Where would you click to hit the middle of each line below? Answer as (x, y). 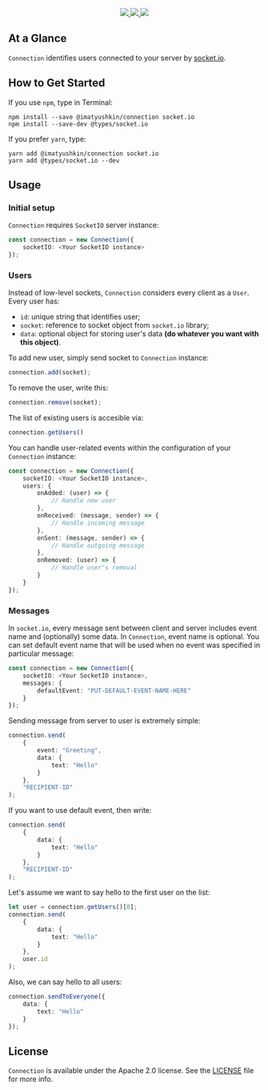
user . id (35, 959)
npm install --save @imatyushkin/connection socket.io (102, 117)
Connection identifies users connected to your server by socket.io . (117, 58)
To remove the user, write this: (58, 388)
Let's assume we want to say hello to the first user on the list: (109, 892)
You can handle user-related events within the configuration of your (120, 448)
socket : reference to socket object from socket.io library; (114, 325)
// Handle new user (83, 501)
